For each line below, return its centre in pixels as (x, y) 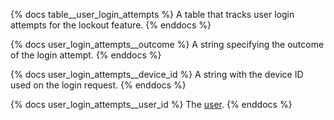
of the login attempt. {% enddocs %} (86, 55)
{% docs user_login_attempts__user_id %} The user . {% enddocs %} (151, 104)
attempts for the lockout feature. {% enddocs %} (111, 25)
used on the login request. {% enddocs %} (98, 85)
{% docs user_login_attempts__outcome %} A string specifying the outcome (167, 44)
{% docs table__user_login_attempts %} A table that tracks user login (152, 14)
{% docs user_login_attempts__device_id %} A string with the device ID (157, 74)
